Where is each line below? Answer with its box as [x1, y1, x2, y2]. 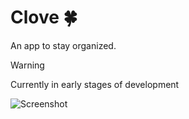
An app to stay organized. [10, 39, 117, 51]
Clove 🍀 [10, 6, 78, 29]
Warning [10, 59, 45, 71]
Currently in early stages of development [10, 78, 180, 90]
